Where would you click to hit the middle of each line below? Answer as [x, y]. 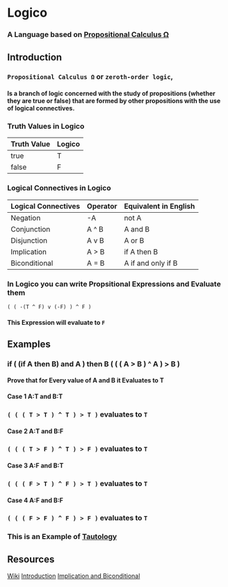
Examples [29, 344]
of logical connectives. [41, 108]
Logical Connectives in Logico [59, 188]
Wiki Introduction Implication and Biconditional [74, 576]
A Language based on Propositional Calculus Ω [88, 35]
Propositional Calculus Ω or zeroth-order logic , [90, 77]
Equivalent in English [160, 206]
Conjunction [31, 229]
